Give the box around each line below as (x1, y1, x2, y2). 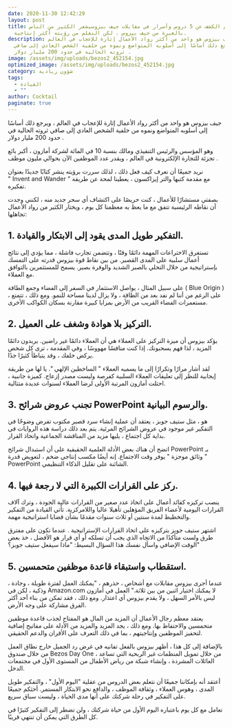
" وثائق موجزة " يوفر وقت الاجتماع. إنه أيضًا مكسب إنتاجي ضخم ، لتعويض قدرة (8, 453, 208, 461)
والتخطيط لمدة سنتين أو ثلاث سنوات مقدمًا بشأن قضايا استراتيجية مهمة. (8, 512, 191, 521)
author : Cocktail (8, 94, 58, 101)
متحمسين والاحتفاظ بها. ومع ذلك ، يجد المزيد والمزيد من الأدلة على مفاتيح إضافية (8, 621, 213, 630)
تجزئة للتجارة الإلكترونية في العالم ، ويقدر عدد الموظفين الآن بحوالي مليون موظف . (8, 154, 219, 162)
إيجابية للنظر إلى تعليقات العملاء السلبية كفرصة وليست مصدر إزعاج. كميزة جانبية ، (8, 371, 216, 379)
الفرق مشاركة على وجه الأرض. (8, 601, 87, 609)
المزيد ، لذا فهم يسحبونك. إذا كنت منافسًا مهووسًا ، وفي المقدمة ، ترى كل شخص (8, 344, 212, 352)
